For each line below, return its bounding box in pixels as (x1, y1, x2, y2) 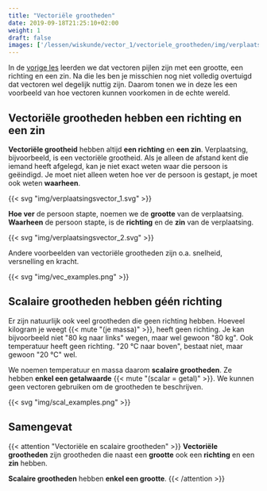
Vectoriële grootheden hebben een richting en (8, 111, 242, 125)
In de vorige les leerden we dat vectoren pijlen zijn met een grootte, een (8, 63, 244, 72)
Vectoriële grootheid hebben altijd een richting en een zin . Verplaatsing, (8, 144, 249, 154)
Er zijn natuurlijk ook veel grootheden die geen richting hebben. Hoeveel (8, 316, 245, 325)
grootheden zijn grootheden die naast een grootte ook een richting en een (8, 450, 255, 459)
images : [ (8, 41, 41, 49)
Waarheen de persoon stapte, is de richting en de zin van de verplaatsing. (8, 217, 254, 227)
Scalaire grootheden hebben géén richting (8, 295, 222, 309)
